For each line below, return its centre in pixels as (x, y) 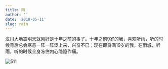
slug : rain (17, 24)
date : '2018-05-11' (26, 19)
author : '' (17, 15)
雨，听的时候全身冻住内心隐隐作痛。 (43, 51)
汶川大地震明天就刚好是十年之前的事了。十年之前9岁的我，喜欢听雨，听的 (82, 39)
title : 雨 (15, 10)
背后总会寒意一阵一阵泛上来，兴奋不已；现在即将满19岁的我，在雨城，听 (85, 45)
